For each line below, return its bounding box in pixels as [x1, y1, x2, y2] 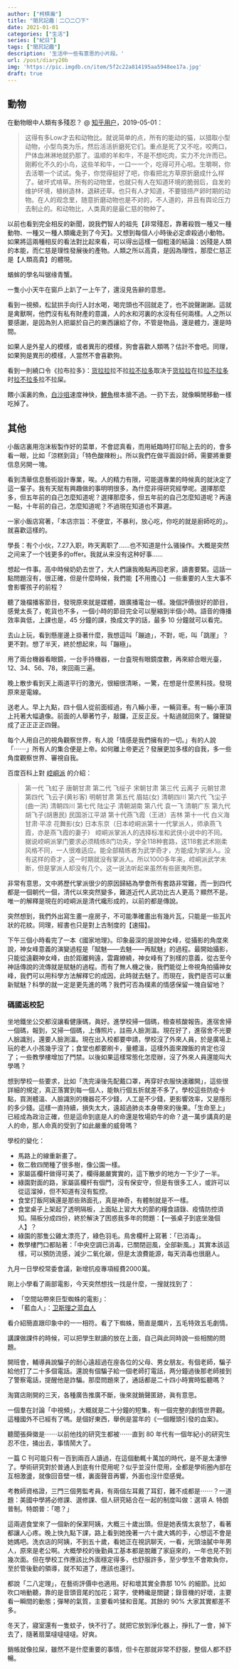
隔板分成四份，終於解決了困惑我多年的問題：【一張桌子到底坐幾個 [30, 1214, 221, 1222]
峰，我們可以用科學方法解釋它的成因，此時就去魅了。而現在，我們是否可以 [7, 972, 225, 980]
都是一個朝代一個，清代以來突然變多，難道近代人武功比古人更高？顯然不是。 [7, 888, 232, 896]
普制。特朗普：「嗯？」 [7, 1505, 73, 1513]
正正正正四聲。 [19, 721, 64, 729]
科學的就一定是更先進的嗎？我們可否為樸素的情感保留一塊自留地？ [31, 980, 225, 989]
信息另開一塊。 [7, 460, 51, 469]
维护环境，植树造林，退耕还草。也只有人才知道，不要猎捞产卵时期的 [24, 186, 225, 196]
